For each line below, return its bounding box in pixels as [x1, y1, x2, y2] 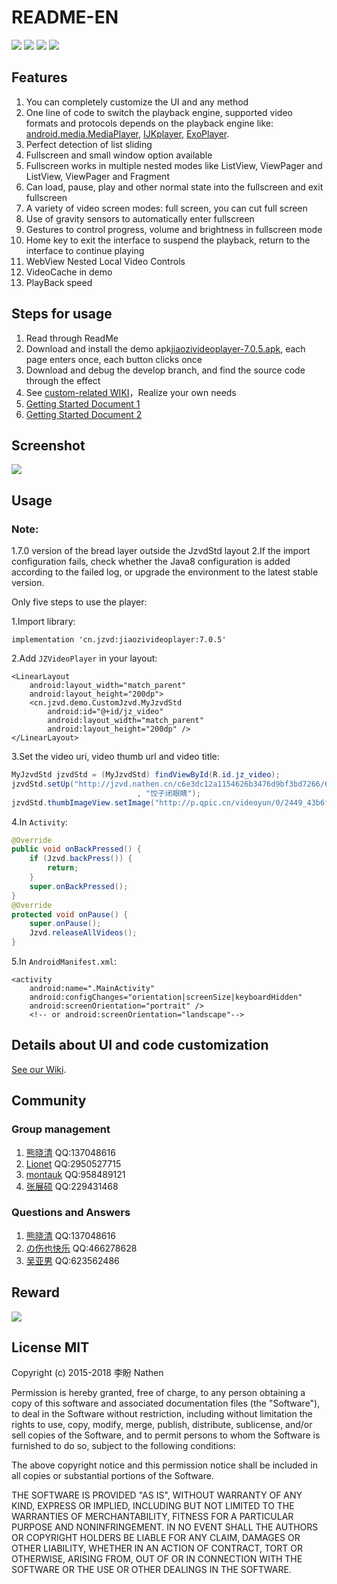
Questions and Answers [11, 1206, 131, 1220]
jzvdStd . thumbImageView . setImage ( [11, 797, 156, 808]
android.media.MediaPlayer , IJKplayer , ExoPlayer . [25, 127, 230, 140]
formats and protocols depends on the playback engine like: [25, 117, 274, 129]
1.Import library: [11, 616, 76, 628]
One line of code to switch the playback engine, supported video [25, 106, 293, 118]
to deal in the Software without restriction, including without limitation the [11, 1408, 313, 1420]
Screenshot [11, 437, 86, 454]
